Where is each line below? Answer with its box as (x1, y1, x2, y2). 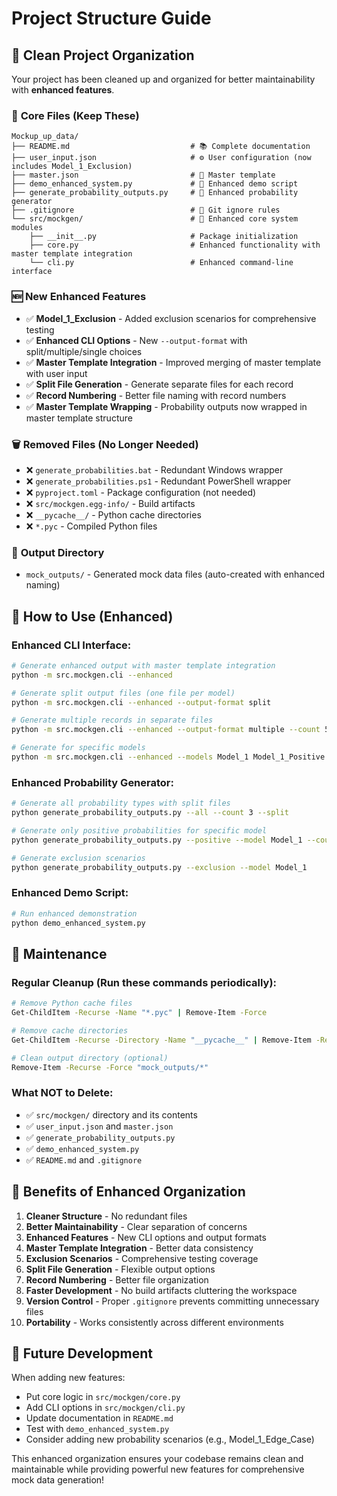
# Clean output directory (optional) (11, 1053, 169, 1063)
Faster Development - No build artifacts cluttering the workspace (25, 1284, 298, 1296)
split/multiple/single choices (25, 345, 143, 357)
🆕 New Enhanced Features (11, 290, 147, 304)
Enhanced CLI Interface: (11, 638, 132, 652)
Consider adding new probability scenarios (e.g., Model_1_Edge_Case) (25, 1433, 315, 1446)
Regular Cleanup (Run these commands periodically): (11, 975, 278, 989)
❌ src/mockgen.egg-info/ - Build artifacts (25, 497, 196, 509)
